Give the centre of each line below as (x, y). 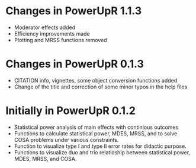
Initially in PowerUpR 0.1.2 (70, 111)
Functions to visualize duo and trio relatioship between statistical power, (102, 152)
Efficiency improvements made (52, 33)
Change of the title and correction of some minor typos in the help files (101, 87)
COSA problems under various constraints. (66, 140)
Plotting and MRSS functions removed (60, 40)
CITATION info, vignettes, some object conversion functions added (96, 80)
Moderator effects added (44, 27)
